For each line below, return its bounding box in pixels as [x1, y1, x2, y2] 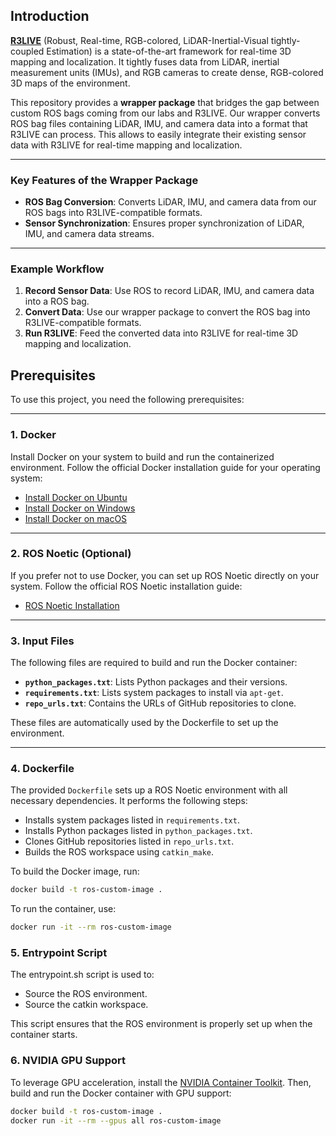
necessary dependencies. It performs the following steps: [10, 795, 248, 807]
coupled [10, 45, 45, 57]
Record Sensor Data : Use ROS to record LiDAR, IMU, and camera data [24, 285, 315, 297]
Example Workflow [10, 262, 105, 276]
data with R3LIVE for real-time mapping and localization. [10, 139, 243, 151]
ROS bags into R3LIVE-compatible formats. [24, 207, 203, 219]
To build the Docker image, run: [10, 865, 140, 878]
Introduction [10, 8, 90, 25]
